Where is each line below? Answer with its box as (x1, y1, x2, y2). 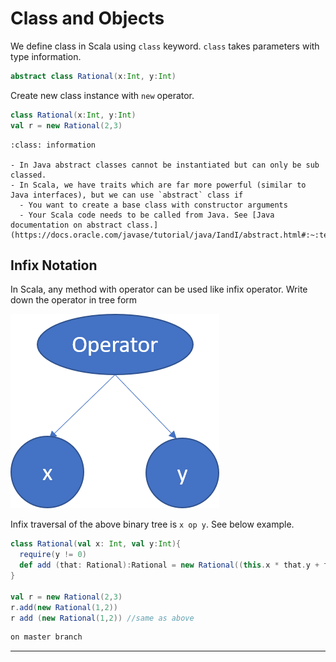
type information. (10, 50, 82, 62)
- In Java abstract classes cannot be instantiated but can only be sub (10, 160, 320, 170)
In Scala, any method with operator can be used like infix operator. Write (10, 283, 308, 296)
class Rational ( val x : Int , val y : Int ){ (10, 539, 182, 549)
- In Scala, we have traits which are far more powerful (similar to (10, 180, 307, 190)
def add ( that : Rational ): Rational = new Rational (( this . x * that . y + (19, 560, 320, 571)
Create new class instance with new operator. (10, 89, 195, 101)
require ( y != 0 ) (19, 550, 87, 560)
